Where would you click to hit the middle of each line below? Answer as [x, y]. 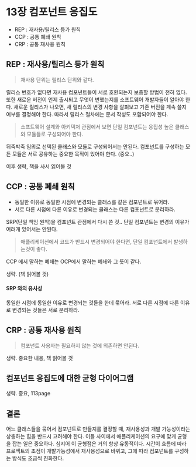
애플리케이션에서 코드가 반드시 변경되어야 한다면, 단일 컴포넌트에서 [96, 241]
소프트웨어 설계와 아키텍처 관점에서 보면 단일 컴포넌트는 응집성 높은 [97, 126]
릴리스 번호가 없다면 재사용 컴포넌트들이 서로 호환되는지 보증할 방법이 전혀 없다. [97, 92]
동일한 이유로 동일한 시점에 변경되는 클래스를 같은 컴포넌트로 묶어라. [92, 202]
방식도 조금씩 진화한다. [38, 458]
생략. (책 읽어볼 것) [27, 274]
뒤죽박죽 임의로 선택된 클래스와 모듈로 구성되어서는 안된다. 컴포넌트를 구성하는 [95, 146]
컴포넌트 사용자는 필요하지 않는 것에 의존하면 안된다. [80, 345]
